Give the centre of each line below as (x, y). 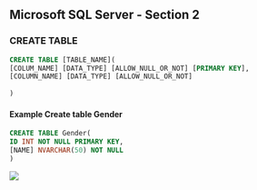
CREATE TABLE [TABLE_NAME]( (63, 60)
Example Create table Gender (66, 114)
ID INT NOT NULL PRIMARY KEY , (67, 142)
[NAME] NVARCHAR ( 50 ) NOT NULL (67, 150)
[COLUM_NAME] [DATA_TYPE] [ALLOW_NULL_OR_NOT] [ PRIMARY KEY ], (129, 68)
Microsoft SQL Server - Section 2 (104, 15)
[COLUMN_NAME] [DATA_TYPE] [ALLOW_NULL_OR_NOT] (101, 76)
